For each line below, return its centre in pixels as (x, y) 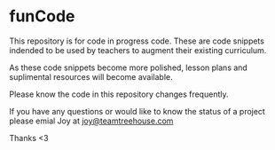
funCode (42, 16)
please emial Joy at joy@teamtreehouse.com (91, 121)
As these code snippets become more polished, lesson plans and (129, 67)
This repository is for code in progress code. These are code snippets (137, 41)
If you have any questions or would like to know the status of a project (137, 111)
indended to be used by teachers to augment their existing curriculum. (138, 50)
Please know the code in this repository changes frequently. (119, 94)
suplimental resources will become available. (91, 76)
